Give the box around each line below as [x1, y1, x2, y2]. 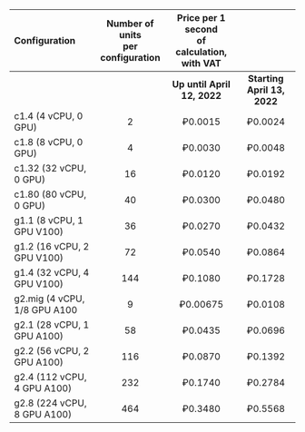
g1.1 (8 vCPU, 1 [14, 214, 84, 226]
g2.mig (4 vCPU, [14, 292, 85, 305]
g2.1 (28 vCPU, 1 [14, 319, 90, 330]
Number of [106, 17, 154, 30]
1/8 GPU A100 [14, 304, 78, 316]
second [184, 23, 218, 35]
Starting [248, 73, 284, 84]
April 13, [246, 83, 285, 96]
